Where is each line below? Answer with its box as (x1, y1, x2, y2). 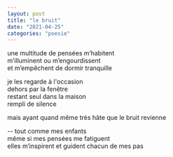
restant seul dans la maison (7, 93, 86, 101)
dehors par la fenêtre (7, 85, 69, 93)
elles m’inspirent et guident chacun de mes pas (7, 142, 144, 151)
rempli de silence (7, 100, 57, 109)
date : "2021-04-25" (7, 23, 64, 30)
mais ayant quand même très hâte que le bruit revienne (7, 114, 167, 122)
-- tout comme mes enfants (7, 127, 87, 135)
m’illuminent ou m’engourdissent (7, 57, 101, 65)
